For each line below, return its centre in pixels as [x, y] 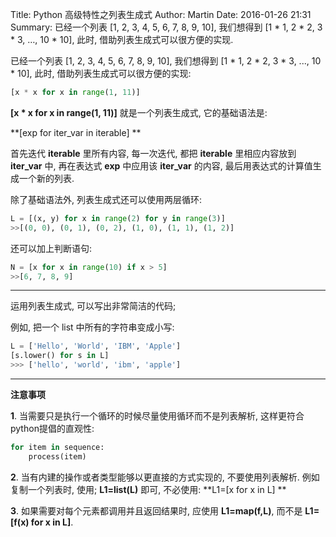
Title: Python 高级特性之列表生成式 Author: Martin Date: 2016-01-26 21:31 [161, 14]
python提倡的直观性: [52, 428]
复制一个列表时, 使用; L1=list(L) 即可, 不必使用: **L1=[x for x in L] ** [148, 489]
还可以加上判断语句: [51, 248]
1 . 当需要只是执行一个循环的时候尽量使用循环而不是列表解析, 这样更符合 [157, 416]
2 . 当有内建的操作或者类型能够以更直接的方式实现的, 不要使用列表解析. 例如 [165, 477]
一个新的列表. [46, 178]
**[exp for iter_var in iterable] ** [76, 132]
